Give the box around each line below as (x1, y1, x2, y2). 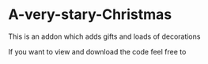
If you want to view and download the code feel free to (8, 47, 187, 56)
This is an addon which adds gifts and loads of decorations (8, 32, 201, 41)
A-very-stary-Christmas (8, 6, 172, 24)
